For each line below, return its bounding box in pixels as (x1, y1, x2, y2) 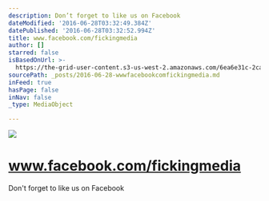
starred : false (8, 49, 59, 57)
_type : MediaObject (8, 100, 74, 108)
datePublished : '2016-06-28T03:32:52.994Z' (8, 26, 156, 34)
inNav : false (8, 93, 52, 101)
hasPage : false (8, 85, 59, 94)
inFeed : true (8, 78, 52, 86)
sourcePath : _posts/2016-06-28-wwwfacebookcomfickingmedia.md (8, 71, 220, 79)
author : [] (8, 41, 45, 49)
